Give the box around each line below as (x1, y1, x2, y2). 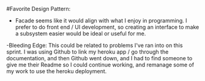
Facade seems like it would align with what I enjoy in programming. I (15, 17, 187, 24)
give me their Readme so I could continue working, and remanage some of (6, 61, 195, 68)
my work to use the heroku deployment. (6, 68, 107, 75)
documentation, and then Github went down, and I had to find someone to (6, 55, 193, 62)
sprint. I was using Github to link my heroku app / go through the (6, 48, 169, 55)
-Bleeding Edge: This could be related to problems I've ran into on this (6, 42, 183, 49)
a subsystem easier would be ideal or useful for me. (15, 30, 146, 37)
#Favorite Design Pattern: (6, 5, 71, 12)
